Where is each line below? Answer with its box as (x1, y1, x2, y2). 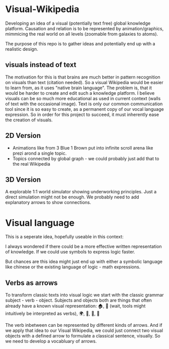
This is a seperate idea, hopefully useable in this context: (5, 234, 124, 240)
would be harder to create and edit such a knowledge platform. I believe (5, 90, 155, 96)
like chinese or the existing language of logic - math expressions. (5, 264, 141, 270)
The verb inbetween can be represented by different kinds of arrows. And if (5, 322, 162, 328)
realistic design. (5, 46, 38, 52)
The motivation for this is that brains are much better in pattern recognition (5, 74, 160, 80)
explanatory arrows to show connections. (5, 199, 92, 205)
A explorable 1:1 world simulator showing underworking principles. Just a (5, 189, 157, 195)
